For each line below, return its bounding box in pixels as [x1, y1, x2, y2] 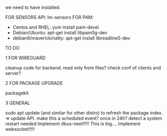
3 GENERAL [5, 100, 30, 106]
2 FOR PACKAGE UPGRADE [5, 80, 63, 86]
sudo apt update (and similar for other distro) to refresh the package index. [5, 110, 163, 116]
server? [5, 70, 21, 76]
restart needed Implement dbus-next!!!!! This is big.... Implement [5, 121, 141, 127]
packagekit [5, 90, 29, 96]
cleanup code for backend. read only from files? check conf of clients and [5, 65, 161, 71]
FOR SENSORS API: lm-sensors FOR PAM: [5, 14, 94, 20]
